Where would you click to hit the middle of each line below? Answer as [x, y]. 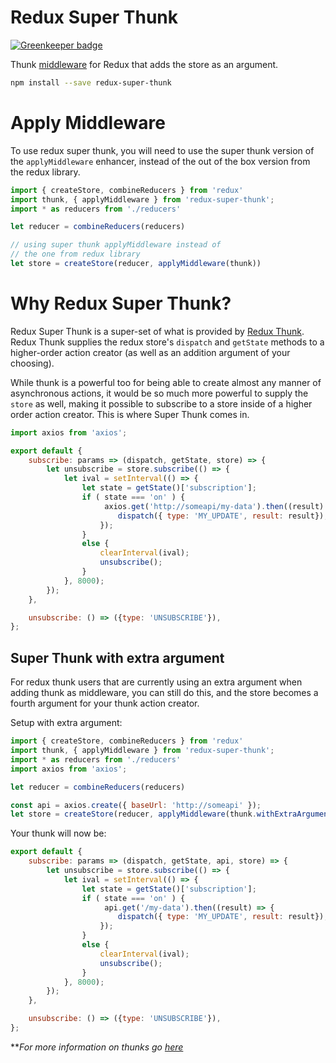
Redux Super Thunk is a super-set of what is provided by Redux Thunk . [157, 331]
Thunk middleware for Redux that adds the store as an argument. [144, 64]
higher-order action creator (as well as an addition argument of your [150, 352]
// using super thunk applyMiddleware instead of [116, 245]
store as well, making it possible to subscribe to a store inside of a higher [161, 403]
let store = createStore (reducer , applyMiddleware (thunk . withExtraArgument [171, 814]
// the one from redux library [75, 254]
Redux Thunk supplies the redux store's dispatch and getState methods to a [167, 342]
